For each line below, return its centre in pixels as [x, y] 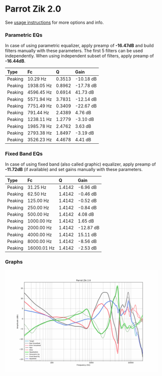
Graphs [14, 262]
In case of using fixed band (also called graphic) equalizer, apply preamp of [81, 164]
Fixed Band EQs [24, 154]
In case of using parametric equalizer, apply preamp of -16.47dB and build [80, 46]
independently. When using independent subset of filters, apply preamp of [80, 56]
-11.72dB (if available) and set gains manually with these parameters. [74, 170]
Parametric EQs [24, 35]
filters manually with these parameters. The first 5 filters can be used [74, 51]
